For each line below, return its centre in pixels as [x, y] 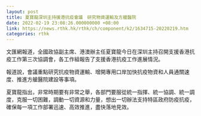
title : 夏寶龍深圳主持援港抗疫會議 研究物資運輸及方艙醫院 [71, 17]
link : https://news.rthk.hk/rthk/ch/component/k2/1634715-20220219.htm [97, 28]
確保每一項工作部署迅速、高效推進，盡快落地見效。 [69, 107]
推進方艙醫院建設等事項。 [48, 80]
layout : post [22, 12]
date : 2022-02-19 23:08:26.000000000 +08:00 [63, 23]
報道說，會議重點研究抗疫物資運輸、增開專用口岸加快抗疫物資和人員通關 [95, 72]
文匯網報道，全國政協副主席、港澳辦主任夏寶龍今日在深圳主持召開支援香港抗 [100, 52]
